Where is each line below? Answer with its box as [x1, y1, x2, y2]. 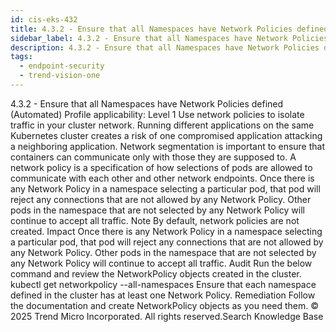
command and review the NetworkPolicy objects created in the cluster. [10, 267, 302, 280]
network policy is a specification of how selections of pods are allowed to [10, 161, 313, 173]
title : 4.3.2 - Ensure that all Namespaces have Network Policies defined [10, 24, 329, 34]
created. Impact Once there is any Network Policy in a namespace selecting [10, 225, 323, 237]
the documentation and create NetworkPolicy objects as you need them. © [10, 299, 320, 311]
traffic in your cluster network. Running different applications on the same [10, 119, 315, 131]
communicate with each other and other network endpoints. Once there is [10, 172, 315, 184]
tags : [10, 52, 33, 62]
